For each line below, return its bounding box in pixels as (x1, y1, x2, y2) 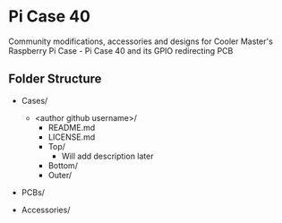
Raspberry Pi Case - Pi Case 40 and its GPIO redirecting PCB (8, 45, 234, 56)
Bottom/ (47, 159, 78, 171)
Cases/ (21, 95, 48, 106)
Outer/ (47, 169, 73, 180)
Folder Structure (8, 72, 102, 87)
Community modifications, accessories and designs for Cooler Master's (8, 36, 274, 47)
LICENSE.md (47, 132, 96, 142)
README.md (47, 122, 96, 133)
